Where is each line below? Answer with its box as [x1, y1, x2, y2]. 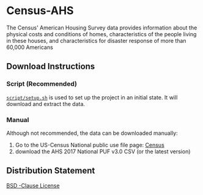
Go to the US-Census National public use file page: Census [15, 141, 165, 148]
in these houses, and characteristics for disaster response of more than [6, 37, 186, 44]
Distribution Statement [6, 166, 95, 176]
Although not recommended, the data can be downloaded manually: [6, 129, 179, 137]
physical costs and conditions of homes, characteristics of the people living [6, 30, 197, 37]
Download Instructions [6, 61, 95, 72]
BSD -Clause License [6, 182, 60, 189]
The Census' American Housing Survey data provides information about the [6, 24, 197, 31]
